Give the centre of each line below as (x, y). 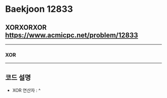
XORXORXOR (26, 27)
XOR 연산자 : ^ (26, 91)
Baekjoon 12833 (39, 9)
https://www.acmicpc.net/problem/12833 (72, 35)
